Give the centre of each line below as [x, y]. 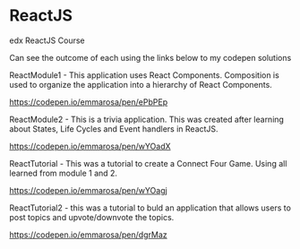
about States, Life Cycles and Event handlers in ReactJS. [114, 129]
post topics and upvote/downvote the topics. [92, 217]
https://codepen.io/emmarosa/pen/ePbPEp [89, 102]
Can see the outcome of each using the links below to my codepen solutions [150, 57]
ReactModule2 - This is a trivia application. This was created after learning [147, 119]
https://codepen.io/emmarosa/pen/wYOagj [88, 190]
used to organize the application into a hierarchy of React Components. [141, 84]
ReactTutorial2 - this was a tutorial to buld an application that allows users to [150, 208]
